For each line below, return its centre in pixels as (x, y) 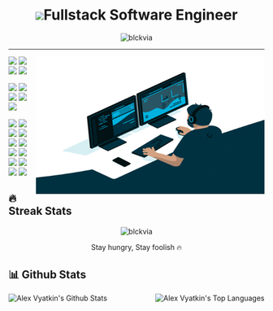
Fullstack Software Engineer (141, 15)
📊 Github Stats (48, 274)
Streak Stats (40, 211)
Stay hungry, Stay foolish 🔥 (136, 247)
